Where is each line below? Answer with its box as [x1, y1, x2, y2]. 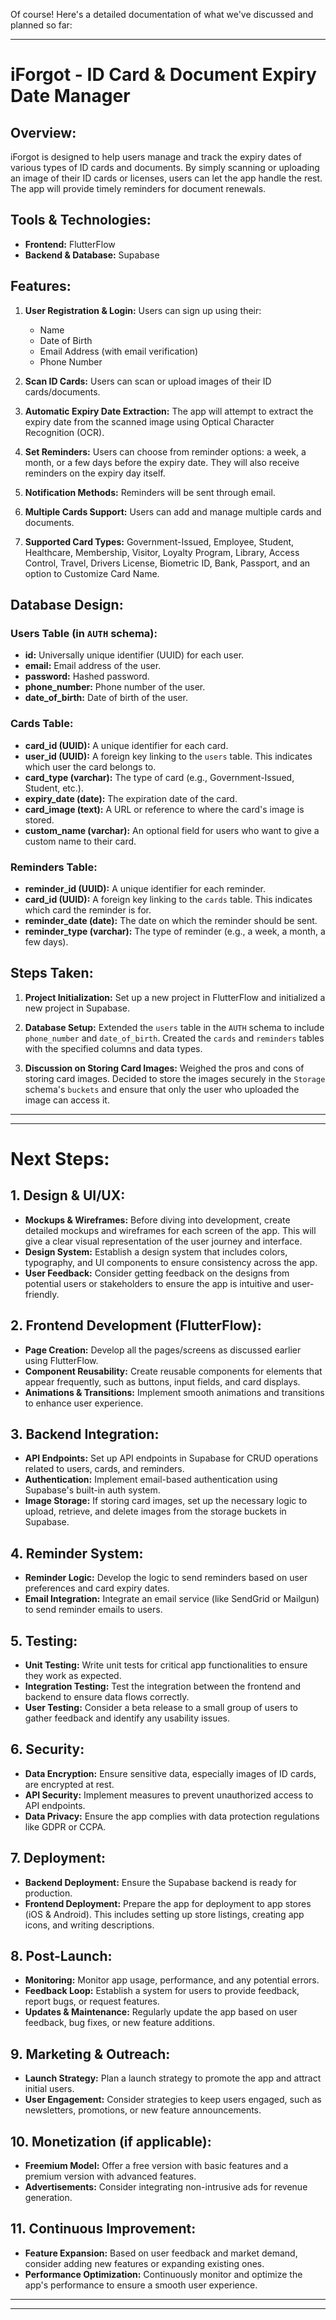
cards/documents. [24, 385, 101, 398]
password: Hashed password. [24, 670, 150, 683]
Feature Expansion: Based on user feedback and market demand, [24, 2247, 298, 2259]
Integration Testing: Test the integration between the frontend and [24, 1680, 302, 1692]
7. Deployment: [10, 1850, 107, 1867]
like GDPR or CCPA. [24, 1820, 107, 1833]
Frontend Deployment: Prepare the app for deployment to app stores [24, 1897, 312, 1909]
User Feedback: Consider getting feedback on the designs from [24, 1267, 290, 1279]
